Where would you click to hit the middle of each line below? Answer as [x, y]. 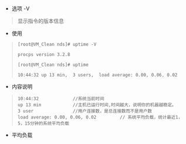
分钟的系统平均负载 [50, 124]
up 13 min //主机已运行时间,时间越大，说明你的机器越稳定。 [97, 105]
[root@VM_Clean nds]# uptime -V [57, 44]
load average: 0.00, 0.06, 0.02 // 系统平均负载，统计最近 [97, 117]
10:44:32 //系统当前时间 [61, 99]
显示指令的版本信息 [41, 21]
